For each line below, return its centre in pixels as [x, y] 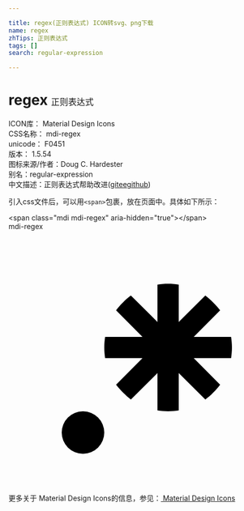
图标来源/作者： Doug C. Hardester [66, 164]
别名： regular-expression [51, 174]
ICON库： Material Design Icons [62, 124]
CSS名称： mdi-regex [45, 134]
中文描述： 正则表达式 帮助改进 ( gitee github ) [80, 185]
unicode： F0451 [37, 144]
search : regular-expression [56, 53]
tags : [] [23, 45]
